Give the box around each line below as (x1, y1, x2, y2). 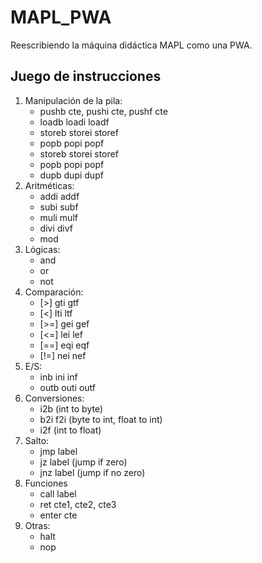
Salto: (24, 434, 50, 446)
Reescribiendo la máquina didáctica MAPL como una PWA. (10, 39, 253, 51)
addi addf (39, 190, 80, 202)
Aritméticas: (24, 179, 75, 191)
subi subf (39, 201, 79, 213)
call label (39, 487, 77, 500)
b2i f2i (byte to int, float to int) (39, 413, 163, 425)
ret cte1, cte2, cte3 (39, 498, 117, 510)
